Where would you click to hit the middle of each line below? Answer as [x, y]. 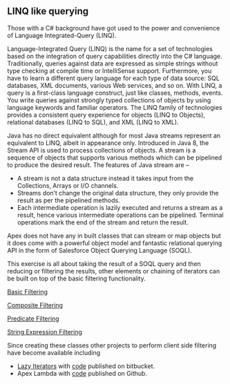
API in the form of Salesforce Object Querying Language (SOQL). [99, 250]
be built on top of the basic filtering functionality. [77, 278]
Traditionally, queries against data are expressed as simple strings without [113, 63]
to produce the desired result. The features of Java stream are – [98, 164]
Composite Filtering [35, 305]
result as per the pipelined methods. [68, 200]
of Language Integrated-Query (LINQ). [62, 35]
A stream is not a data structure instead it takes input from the [105, 178]
